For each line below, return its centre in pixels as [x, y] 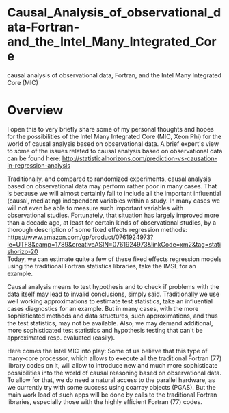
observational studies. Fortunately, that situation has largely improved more [113, 215]
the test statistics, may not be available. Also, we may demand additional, [110, 323]
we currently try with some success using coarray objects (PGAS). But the [112, 387]
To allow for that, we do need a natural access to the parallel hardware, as [111, 380]
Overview [35, 110]
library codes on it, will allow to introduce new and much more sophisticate [112, 365]
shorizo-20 [23, 251]
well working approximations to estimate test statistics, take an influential [110, 301]
